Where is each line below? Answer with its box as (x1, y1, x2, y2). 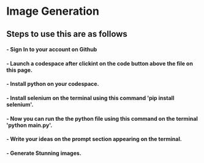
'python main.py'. (6, 121, 53, 129)
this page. (6, 66, 32, 74)
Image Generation (6, 4, 100, 18)
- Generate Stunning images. (6, 149, 81, 157)
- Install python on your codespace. (6, 80, 99, 88)
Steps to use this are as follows (6, 29, 127, 39)
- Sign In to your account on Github (6, 46, 97, 53)
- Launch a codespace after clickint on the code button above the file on (6, 59, 193, 67)
